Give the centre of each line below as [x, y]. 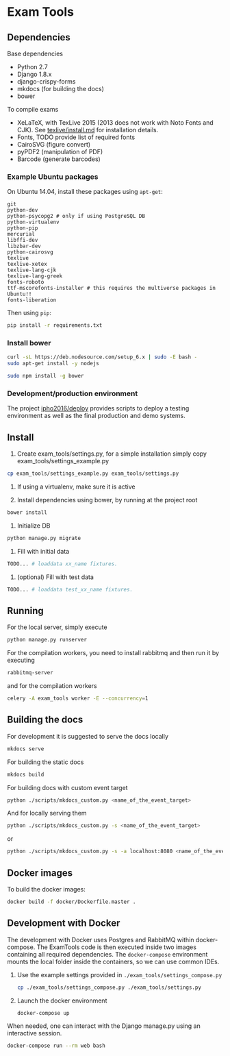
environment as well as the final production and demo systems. [97, 416]
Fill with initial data [43, 551]
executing [21, 660]
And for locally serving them [47, 813]
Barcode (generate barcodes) [59, 159]
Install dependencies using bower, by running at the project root [107, 500]
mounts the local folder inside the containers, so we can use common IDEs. [113, 961]
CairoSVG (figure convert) [54, 144]
